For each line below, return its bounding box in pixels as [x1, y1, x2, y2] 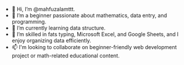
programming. [11, 18, 47, 25]
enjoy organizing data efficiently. [11, 37, 91, 44]
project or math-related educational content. [11, 52, 120, 59]
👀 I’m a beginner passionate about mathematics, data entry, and [11, 12, 167, 19]
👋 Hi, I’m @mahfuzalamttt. [11, 6, 75, 12]
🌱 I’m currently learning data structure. [11, 24, 106, 31]
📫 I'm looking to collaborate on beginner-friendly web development [11, 44, 177, 50]
